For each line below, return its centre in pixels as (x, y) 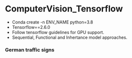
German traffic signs (30, 50)
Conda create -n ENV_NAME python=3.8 (52, 22)
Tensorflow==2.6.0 (31, 27)
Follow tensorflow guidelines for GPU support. (58, 32)
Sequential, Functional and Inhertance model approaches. (70, 37)
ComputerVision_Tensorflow (64, 9)
